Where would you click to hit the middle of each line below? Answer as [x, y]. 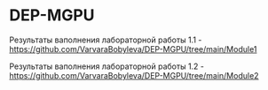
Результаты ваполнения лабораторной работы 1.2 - [107, 66]
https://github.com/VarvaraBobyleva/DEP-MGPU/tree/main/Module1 [133, 49]
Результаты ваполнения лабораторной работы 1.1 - [106, 40]
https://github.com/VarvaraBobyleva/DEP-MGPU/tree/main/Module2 [134, 75]
